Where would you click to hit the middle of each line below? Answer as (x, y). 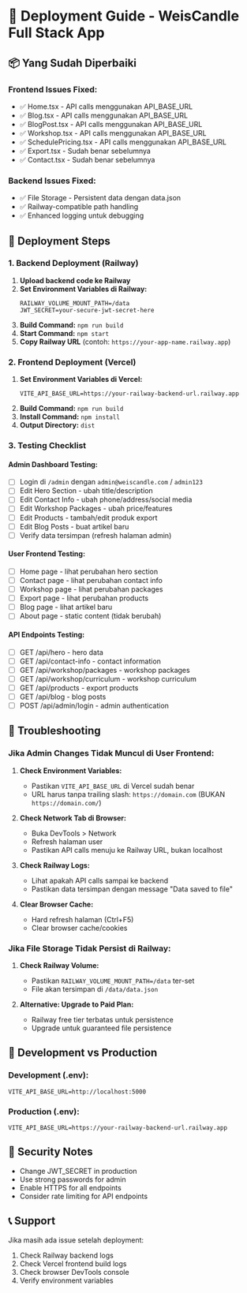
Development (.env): (49, 1075)
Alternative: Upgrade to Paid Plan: (77, 1004)
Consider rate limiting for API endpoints (84, 1196)
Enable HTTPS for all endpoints (71, 1187)
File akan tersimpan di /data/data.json (95, 988)
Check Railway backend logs (67, 1255)
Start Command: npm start (64, 333)
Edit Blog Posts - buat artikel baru (74, 526)
